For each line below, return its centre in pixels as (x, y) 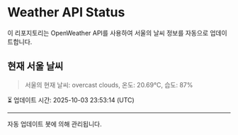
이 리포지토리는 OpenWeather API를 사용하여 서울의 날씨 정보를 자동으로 (108, 33)
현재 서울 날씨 (35, 66)
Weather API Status (66, 12)
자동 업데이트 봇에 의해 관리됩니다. (55, 124)
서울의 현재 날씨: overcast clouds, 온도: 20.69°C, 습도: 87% (109, 85)
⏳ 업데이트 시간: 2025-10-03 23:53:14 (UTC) (71, 99)
